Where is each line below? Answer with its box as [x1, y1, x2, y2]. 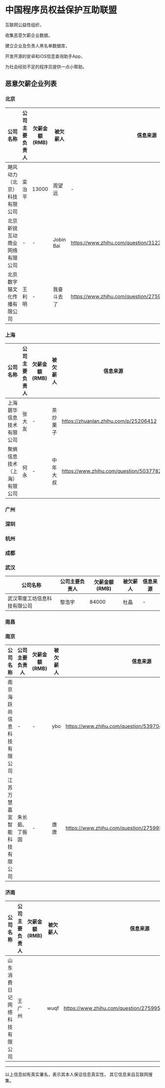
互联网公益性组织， [5, 22, 44, 28]
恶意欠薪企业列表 [5, 79, 57, 88]
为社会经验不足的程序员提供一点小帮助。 [5, 64, 87, 70]
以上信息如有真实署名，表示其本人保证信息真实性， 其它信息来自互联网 [5, 1072, 148, 1078]
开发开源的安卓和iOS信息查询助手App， [5, 53, 85, 59]
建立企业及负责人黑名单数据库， [5, 42, 70, 48]
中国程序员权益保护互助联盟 [5, 4, 117, 16]
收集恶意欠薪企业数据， [5, 32, 53, 38]
